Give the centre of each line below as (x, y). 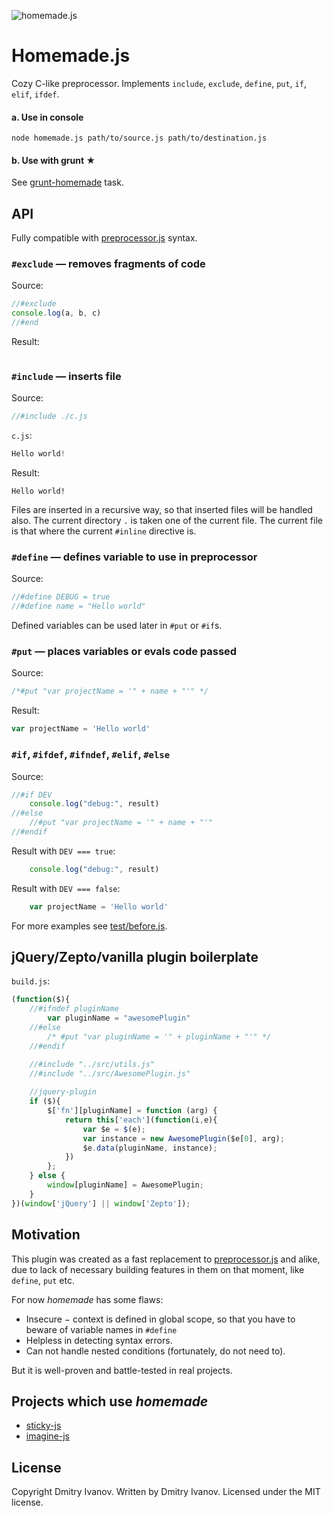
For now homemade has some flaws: (87, 1299)
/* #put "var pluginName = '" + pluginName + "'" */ (159, 1036)
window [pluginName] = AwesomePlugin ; (125, 1185)
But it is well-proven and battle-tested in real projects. (122, 1370)
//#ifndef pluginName (74, 1009)
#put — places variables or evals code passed (124, 652)
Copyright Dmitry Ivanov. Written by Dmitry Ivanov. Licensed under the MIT (166, 1492)
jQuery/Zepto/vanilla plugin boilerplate (135, 957)
